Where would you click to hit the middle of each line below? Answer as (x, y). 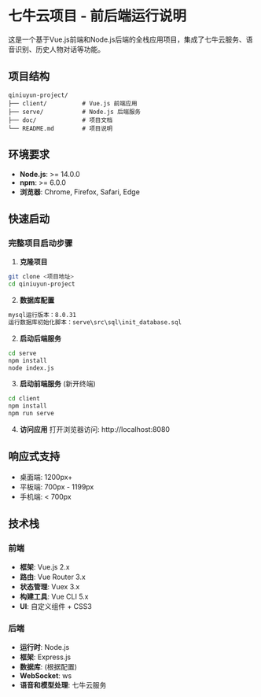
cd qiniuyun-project (42, 284)
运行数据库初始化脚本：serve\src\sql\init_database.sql (95, 322)
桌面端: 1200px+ (46, 477)
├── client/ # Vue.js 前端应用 (73, 103)
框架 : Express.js (45, 657)
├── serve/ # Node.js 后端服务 (75, 112)
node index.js (31, 368)
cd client (24, 399)
